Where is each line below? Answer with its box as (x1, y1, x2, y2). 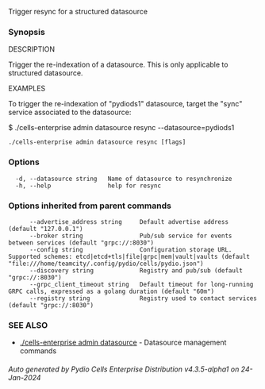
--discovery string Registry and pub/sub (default (29, 266, 244, 275)
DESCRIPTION (8, 44, 56, 54)
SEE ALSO (8, 319, 48, 330)
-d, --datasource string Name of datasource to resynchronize (15, 175, 232, 183)
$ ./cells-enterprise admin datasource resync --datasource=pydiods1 (8, 123, 235, 133)
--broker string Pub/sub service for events (29, 232, 232, 240)
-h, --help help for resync (15, 182, 161, 190)
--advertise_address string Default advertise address (29, 218, 229, 225)
